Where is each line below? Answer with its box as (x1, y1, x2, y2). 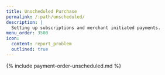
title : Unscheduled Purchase (6, 8, 77, 15)
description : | (6, 19, 43, 25)
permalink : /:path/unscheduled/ (6, 14, 85, 20)
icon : (6, 35, 19, 41)
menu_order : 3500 (6, 30, 49, 36)
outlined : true (11, 47, 49, 52)
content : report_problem (11, 41, 72, 47)
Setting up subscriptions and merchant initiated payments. (11, 24, 161, 31)
